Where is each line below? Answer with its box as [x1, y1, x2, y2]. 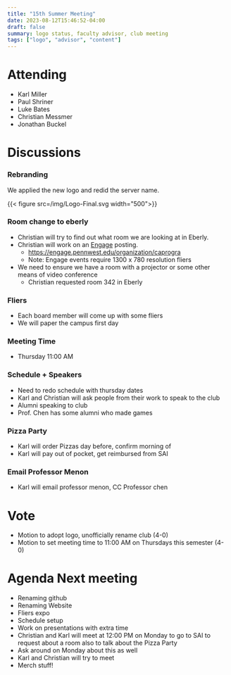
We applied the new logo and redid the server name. [7, 186, 160, 194]
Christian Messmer [17, 113, 73, 121]
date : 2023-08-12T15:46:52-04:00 [7, 17, 106, 24]
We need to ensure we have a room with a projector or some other [17, 263, 211, 271]
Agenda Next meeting [7, 571, 138, 586]
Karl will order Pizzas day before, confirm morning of [17, 442, 172, 450]
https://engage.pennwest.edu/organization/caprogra [27, 248, 181, 256]
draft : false [7, 23, 46, 30]
